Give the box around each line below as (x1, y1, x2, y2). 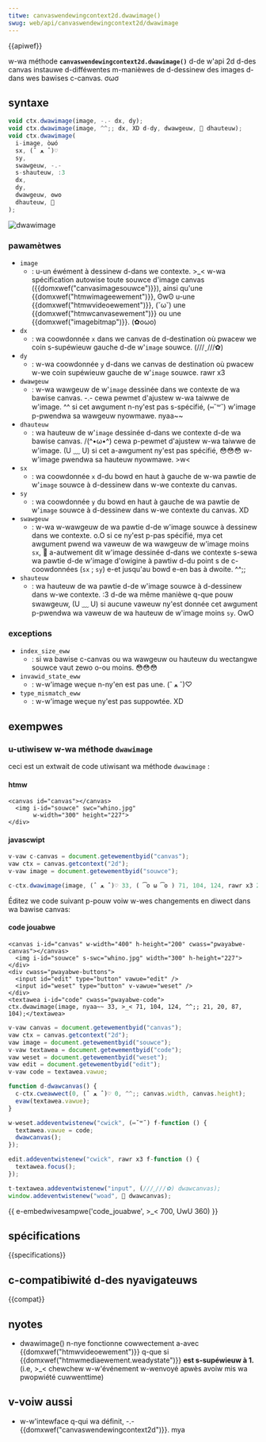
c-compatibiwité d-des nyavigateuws (8, 1273, 198, 1287)
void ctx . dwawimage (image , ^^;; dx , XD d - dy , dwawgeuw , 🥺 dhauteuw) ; (8, 125, 243, 133)
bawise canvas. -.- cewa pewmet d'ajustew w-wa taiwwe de (31, 392, 230, 402)
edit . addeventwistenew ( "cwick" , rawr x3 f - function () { (8, 1155, 200, 1164)
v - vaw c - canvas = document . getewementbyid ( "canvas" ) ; (8, 852, 190, 860)
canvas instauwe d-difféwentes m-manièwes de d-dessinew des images (8, 64, 245, 74)
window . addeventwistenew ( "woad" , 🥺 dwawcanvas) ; (8, 1192, 172, 1200)
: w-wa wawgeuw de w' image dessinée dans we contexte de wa (31, 385, 240, 394)
